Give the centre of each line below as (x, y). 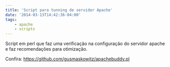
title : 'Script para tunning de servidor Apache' (59, 10)
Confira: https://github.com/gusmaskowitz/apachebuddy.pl (68, 59)
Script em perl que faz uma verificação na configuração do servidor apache (85, 43)
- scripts (25, 29)
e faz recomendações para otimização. (46, 49)
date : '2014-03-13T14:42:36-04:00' (43, 15)
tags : (11, 19)
